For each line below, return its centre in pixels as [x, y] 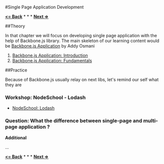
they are [13, 85]
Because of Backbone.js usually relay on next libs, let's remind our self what [82, 80]
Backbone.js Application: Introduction [50, 55]
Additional [16, 138]
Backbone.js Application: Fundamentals [52, 60]
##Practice [16, 70]
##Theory [15, 26]
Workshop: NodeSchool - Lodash [46, 97]
